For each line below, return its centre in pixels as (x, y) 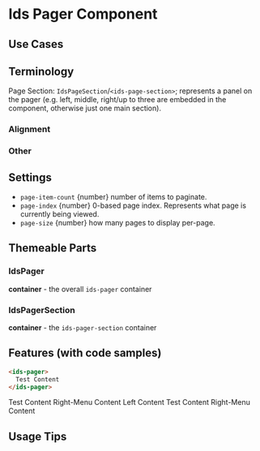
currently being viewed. (60, 214)
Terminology (41, 71)
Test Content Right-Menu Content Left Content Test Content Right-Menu (130, 402)
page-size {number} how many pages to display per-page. (118, 223)
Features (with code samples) (85, 353)
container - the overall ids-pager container (80, 289)
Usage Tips (38, 436)
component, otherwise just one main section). (85, 108)
